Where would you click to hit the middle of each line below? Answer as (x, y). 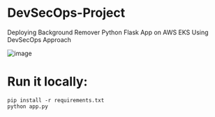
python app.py (28, 106)
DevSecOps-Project (66, 13)
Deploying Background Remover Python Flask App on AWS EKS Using (108, 32)
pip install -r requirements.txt (56, 100)
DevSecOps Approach (39, 39)
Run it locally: (47, 82)
